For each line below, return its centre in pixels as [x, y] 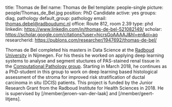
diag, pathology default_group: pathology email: [56, 18]
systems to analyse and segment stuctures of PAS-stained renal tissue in [83, 61]
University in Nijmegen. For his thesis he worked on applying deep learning [85, 55]
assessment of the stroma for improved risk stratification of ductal [75, 77]
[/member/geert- [136, 93]
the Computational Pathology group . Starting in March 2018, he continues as [86, 66]
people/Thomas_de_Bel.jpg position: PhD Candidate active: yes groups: [81, 13]
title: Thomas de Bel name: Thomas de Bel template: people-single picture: [84, 7]
